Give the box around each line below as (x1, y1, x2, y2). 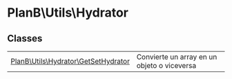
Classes (7, 33, 43, 44)
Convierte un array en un (136, 52, 217, 62)
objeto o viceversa (136, 61, 197, 70)
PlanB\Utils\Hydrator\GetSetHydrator (10, 57, 130, 66)
